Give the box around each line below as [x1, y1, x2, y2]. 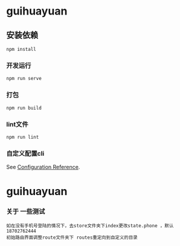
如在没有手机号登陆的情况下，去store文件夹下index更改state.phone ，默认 [6, 222, 174, 228]
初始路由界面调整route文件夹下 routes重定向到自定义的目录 [6, 234, 138, 241]
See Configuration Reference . [6, 164, 80, 171]
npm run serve [6, 76, 42, 82]
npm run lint [6, 134, 39, 140]
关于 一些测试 [6, 207, 45, 216]
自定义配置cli [6, 149, 45, 158]
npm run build [6, 105, 42, 111]
